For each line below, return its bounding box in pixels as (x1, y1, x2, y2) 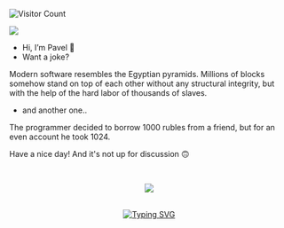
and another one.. (21, 105, 88, 115)
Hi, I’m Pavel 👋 (21, 43, 75, 52)
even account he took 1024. (9, 131, 111, 142)
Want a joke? (21, 51, 69, 62)
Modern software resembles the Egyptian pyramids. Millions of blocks (9, 69, 265, 79)
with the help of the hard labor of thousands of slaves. (9, 88, 208, 98)
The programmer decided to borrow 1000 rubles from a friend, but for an (9, 122, 275, 132)
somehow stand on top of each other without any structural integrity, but (9, 78, 275, 89)
